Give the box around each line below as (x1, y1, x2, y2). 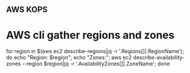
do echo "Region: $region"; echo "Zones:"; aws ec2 (6, 54, 132, 61)
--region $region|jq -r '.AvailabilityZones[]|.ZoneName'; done (22, 60, 170, 67)
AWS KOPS (6, 5, 48, 15)
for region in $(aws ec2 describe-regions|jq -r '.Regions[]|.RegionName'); (6, 48, 184, 55)
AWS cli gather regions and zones (6, 28, 175, 42)
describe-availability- (133, 54, 185, 61)
